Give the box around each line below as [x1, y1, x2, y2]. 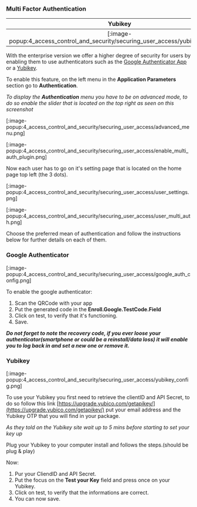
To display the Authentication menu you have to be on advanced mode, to [6, 93, 188, 101]
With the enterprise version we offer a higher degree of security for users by [6, 52, 191, 59]
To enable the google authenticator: [6, 288, 93, 295]
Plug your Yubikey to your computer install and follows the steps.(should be [6, 441, 189, 448]
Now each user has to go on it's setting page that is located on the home [6, 165, 182, 172]
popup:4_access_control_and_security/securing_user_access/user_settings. [6, 189, 189, 196]
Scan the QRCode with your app [14, 300, 93, 307]
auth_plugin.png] [6, 154, 47, 161]
